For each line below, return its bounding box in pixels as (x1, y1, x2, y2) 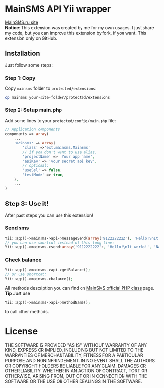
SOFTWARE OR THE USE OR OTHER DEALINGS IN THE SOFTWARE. (5, 378, 142, 384)
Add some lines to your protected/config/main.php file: (5, 118, 116, 123)
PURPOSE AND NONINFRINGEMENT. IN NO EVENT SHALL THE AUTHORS (5, 357, 155, 363)
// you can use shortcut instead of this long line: (5, 240, 115, 245)
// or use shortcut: (5, 272, 47, 277)
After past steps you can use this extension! (5, 212, 94, 218)
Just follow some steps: (5, 62, 53, 68)
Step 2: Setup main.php (5, 106, 62, 113)
